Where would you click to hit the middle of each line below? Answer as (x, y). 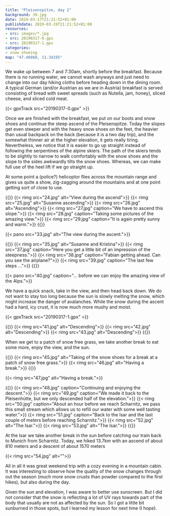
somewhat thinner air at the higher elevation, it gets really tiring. (72, 140)
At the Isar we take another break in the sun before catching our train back (83, 436)
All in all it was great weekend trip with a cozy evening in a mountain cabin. (84, 466)
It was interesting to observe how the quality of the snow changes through (83, 471)
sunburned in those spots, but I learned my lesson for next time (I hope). (81, 508)
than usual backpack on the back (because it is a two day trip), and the (80, 135)
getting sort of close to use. (34, 188)
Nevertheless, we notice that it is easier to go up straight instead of (76, 145)
